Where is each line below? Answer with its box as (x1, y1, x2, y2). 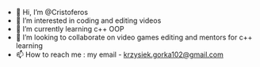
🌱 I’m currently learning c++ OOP (15, 24, 124, 33)
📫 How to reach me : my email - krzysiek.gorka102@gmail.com (15, 50, 224, 59)
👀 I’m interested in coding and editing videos (15, 16, 162, 25)
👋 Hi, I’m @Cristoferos (15, 8, 89, 17)
